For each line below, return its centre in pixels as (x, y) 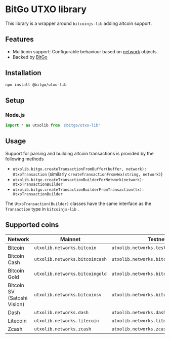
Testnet (157, 239)
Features (19, 39)
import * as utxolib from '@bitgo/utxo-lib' (53, 125)
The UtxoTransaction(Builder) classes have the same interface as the (78, 204)
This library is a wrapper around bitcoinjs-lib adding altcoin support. (79, 23)
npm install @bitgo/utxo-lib (36, 85)
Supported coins (32, 225)
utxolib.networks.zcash (63, 329)
